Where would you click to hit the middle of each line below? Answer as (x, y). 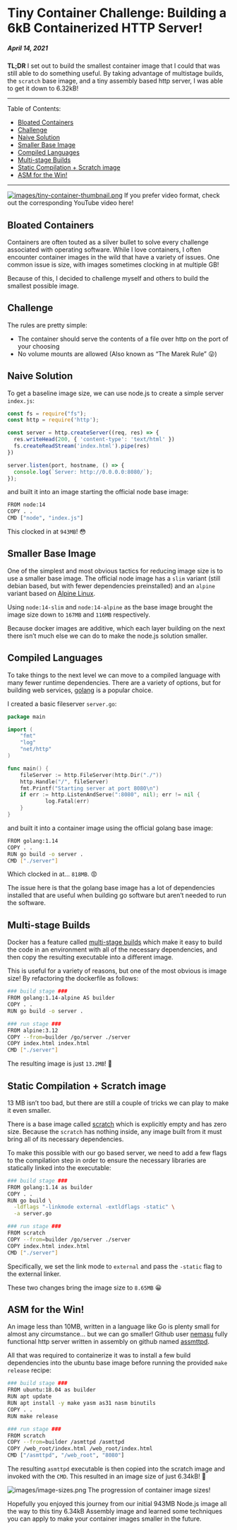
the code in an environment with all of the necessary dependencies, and (112, 950)
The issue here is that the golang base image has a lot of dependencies (111, 888)
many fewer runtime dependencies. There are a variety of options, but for (114, 682)
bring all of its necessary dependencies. (66, 1139)
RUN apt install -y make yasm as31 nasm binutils (82, 1403)
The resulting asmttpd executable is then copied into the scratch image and (116, 1469)
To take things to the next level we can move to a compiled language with (114, 675)
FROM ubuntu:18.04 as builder (52, 1390)
